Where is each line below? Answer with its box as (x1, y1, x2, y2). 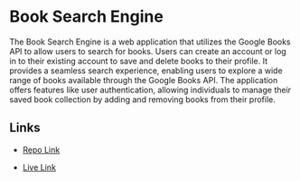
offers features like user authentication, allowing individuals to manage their (9, 84, 292, 95)
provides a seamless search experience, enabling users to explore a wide (9, 65, 283, 76)
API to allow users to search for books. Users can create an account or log (9, 45, 286, 56)
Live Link (22, 161, 57, 173)
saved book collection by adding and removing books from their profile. (9, 93, 276, 105)
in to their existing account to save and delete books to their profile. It (9, 55, 268, 66)
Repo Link (22, 144, 61, 155)
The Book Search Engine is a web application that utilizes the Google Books (9, 36, 291, 47)
